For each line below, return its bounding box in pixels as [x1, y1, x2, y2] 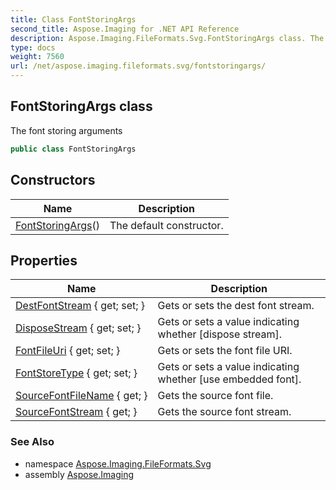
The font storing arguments [10, 124, 123, 136]
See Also [10, 435, 55, 449]
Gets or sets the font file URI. [157, 344, 293, 358]
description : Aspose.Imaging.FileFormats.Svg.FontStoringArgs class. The [10, 33, 325, 43]
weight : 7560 [10, 52, 65, 62]
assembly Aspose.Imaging [24, 468, 135, 480]
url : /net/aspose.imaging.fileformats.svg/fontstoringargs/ [10, 61, 267, 71]
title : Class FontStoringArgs [10, 14, 137, 25]
